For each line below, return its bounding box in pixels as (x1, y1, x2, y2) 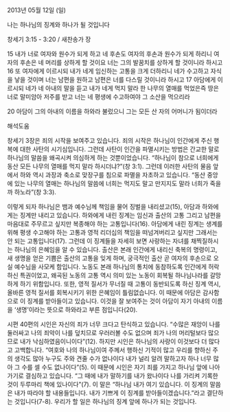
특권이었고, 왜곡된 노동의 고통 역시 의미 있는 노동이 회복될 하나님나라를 (19, 271, 209, 279)
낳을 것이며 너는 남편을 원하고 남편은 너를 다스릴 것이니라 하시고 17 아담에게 (14, 76, 216, 84)
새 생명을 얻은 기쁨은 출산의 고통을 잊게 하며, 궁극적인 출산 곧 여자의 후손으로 (7, 254, 212, 262)
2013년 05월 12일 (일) (7, 6, 67, 14)
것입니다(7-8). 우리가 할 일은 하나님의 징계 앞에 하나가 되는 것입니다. (14, 398, 197, 405)
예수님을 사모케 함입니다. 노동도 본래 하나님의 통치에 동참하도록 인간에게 (14, 263, 207, 271)
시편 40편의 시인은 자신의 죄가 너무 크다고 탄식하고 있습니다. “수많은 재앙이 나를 (7, 320, 221, 328)
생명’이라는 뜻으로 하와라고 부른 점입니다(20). (16, 306, 138, 314)
